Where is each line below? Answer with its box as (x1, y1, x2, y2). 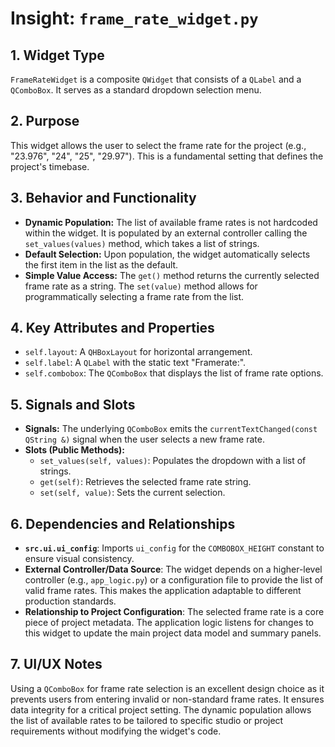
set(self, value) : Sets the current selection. (39, 487, 226, 499)
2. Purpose (10, 113, 80, 130)
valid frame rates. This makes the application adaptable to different (24, 585, 302, 597)
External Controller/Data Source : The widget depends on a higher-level (24, 563, 323, 576)
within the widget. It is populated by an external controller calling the (24, 227, 308, 239)
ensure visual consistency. (24, 553, 135, 565)
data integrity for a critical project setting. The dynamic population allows (10, 703, 312, 716)
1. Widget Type (10, 47, 105, 64)
